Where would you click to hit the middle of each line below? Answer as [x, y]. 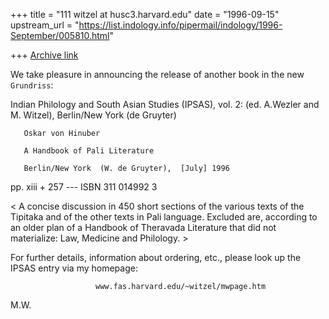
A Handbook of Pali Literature [89, 151]
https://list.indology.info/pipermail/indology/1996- [180, 25]
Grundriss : [32, 85]
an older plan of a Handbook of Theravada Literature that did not [143, 227]
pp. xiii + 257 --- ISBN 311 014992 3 [84, 187]
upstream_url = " [45, 25]
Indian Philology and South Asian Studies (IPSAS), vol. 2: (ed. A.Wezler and [165, 104]
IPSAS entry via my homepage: [74, 268]
